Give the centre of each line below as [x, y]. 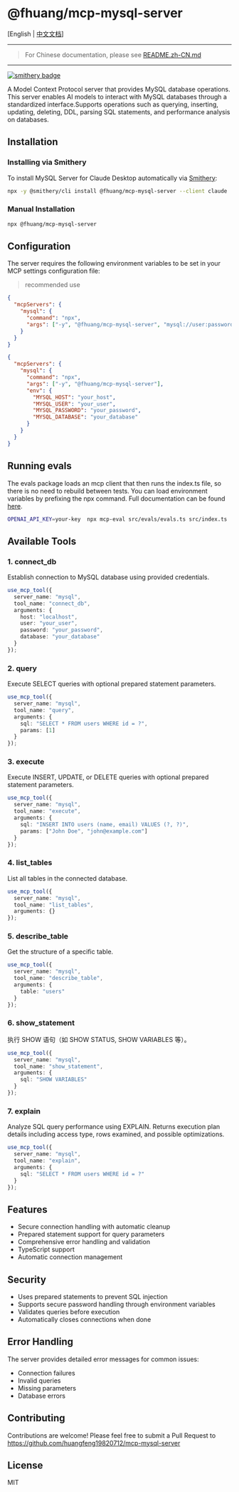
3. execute [26, 762]
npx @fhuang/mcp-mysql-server [52, 224]
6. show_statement [41, 1023]
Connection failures [47, 1373]
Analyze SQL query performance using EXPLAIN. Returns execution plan [114, 1127]
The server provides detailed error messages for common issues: [103, 1359]
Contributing [36, 1418]
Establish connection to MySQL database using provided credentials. [108, 577]
